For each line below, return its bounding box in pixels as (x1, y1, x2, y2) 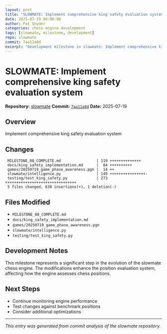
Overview (5, 117, 36, 126)
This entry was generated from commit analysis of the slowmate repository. (5, 323, 161, 329)
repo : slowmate (5, 35, 37, 40)
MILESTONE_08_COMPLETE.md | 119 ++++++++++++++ (7, 159, 141, 164)
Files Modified (5, 198, 51, 206)
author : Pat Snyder (5, 21, 46, 26)
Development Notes (5, 247, 68, 255)
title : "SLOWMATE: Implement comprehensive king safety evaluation (5, 12, 148, 17)
